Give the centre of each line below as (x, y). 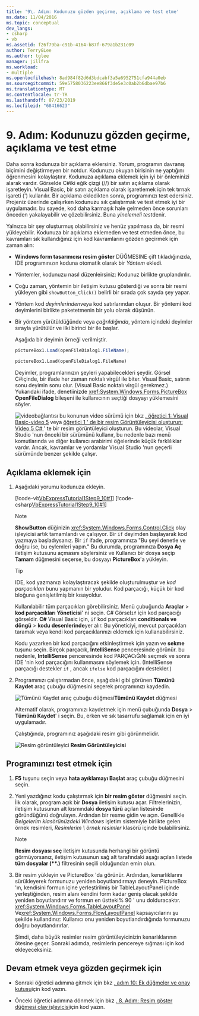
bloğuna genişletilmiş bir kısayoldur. (59, 595)
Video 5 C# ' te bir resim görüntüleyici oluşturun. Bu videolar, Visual (97, 428)
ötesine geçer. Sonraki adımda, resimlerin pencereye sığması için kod (99, 943)
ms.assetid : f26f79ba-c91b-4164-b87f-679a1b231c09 (70, 45)
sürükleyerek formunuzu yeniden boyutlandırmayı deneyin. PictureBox (101, 881)
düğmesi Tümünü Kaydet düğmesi (135, 698)
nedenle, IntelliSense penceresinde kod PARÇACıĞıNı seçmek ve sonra (102, 656)
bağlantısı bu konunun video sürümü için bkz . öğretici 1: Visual (111, 416)
